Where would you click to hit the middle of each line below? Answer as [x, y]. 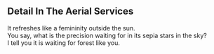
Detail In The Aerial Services [71, 11]
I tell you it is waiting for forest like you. [64, 43]
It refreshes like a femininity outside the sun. [71, 28]
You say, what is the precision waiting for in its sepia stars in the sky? [107, 35]
